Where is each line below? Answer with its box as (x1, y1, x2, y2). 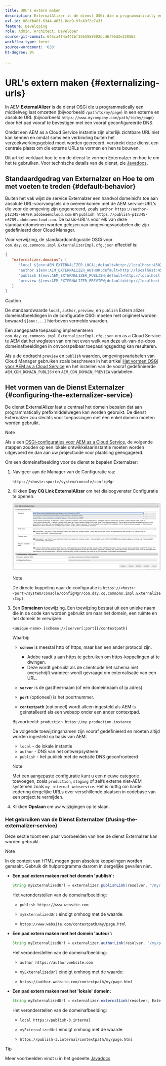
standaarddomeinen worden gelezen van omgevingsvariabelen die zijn (5, 222, 149, 228)
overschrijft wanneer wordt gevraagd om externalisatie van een (27, 670, 157, 676)
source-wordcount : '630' (5, 45, 56, 50)
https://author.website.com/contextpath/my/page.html (19, 979, 133, 984)
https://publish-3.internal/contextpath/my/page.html (19, 1037, 133, 1042)
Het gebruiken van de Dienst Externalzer (5, 816, 105, 823)
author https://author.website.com (19, 960, 93, 965)
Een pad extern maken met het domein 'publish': (12, 873, 115, 879)
